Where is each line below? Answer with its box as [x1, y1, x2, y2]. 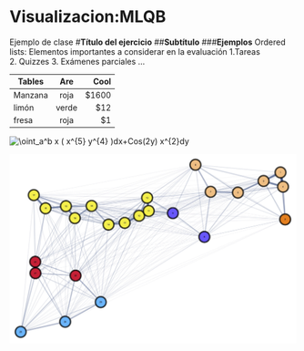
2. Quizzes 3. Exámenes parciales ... [9, 56, 146, 67]
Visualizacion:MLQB [9, 6, 167, 27]
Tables [17, 76, 44, 88]
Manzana [13, 89, 48, 100]
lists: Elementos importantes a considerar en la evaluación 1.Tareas [9, 46, 261, 57]
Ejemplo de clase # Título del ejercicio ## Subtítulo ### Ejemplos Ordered [9, 36, 286, 47]
